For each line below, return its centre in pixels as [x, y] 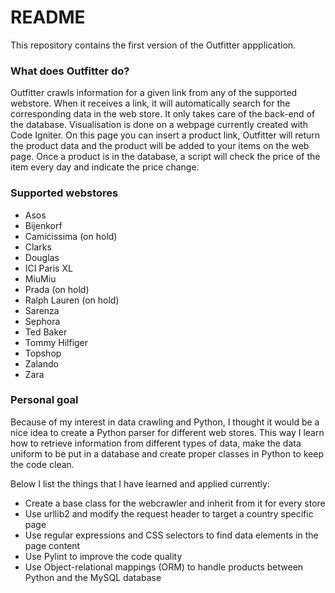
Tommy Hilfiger [56, 342]
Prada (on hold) [57, 289]
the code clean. [42, 464]
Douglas [42, 257]
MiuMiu [40, 278]
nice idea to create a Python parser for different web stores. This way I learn [167, 432]
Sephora [42, 321]
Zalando [41, 363]
